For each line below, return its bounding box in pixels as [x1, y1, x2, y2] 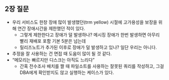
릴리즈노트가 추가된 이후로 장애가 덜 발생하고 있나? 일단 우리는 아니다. [19, 44, 157, 50]
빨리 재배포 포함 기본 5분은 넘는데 [19, 38, 86, 44]
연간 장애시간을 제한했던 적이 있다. [17, 25, 86, 31]
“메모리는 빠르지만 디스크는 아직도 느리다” [12, 57, 95, 63]
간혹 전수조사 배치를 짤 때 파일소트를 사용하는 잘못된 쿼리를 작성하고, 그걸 [19, 63, 164, 69]
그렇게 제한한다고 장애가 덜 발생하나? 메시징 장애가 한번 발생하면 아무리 [19, 32, 160, 38]
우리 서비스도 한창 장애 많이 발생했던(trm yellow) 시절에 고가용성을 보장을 [12, 19, 157, 25]
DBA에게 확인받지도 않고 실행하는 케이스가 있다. [19, 69, 114, 75]
